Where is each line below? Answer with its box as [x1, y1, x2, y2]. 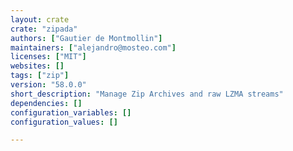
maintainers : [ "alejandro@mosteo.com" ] [10, 42, 177, 53]
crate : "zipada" [10, 24, 78, 34]
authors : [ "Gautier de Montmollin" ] [10, 33, 163, 43]
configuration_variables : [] [10, 107, 132, 118]
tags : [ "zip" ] [10, 71, 70, 81]
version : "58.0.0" [10, 80, 87, 90]
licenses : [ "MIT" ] [10, 52, 87, 62]
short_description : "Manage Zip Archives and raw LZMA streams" [10, 89, 284, 99]
